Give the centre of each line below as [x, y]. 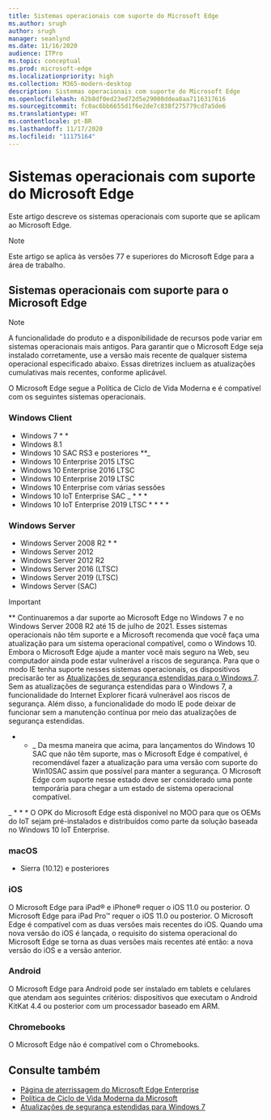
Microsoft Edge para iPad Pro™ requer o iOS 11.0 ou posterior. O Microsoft [131, 916]
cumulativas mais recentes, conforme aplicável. [88, 373]
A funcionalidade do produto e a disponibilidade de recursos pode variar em [135, 338]
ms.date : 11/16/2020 [43, 46]
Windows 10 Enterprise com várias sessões [93, 487]
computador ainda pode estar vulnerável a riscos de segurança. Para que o [134, 660]
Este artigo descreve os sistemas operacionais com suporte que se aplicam [134, 216]
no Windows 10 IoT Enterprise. [59, 829]
